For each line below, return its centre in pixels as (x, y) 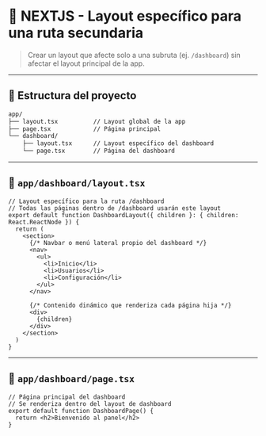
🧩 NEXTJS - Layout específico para (125, 16)
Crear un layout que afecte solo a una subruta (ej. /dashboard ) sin (134, 55)
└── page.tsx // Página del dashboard (99, 151)
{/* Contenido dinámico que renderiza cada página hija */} (130, 305)
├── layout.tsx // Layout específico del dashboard (118, 143)
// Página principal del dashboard (67, 397)
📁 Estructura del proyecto (72, 96)
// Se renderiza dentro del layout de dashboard (90, 403)
